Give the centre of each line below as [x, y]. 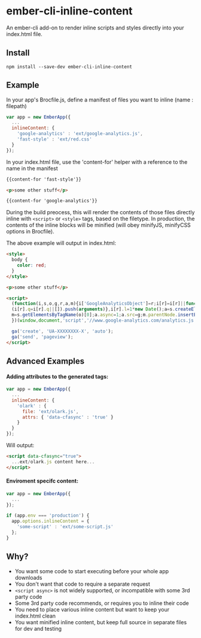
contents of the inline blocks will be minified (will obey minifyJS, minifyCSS [99, 225]
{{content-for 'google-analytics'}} [52, 201]
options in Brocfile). [31, 232]
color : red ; [32, 265]
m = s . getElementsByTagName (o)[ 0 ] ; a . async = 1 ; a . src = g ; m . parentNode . [95, 315]
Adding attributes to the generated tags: [57, 376]
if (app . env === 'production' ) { [48, 516]
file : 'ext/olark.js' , [50, 411]
